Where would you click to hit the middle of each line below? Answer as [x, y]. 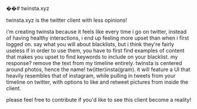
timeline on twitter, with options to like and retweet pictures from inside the [97, 82]
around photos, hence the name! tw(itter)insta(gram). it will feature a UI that [98, 69]
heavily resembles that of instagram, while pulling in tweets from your [91, 76]
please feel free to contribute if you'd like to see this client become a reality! [99, 100]
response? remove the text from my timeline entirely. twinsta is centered [94, 63]
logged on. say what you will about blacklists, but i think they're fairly [90, 44]
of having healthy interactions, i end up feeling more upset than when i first [98, 38]
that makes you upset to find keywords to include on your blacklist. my [92, 57]
